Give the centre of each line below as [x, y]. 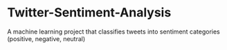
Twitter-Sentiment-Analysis [89, 13]
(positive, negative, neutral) [46, 38]
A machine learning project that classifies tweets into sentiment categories [113, 32]
